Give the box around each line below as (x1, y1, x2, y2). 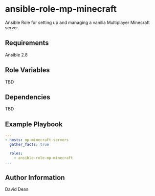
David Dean (5, 186, 29, 192)
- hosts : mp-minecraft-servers (5, 137, 69, 142)
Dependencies (5, 93, 50, 101)
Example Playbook (5, 120, 63, 128)
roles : (9, 151, 23, 156)
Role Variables (5, 66, 50, 74)
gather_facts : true (9, 142, 49, 147)
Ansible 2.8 (5, 52, 28, 58)
